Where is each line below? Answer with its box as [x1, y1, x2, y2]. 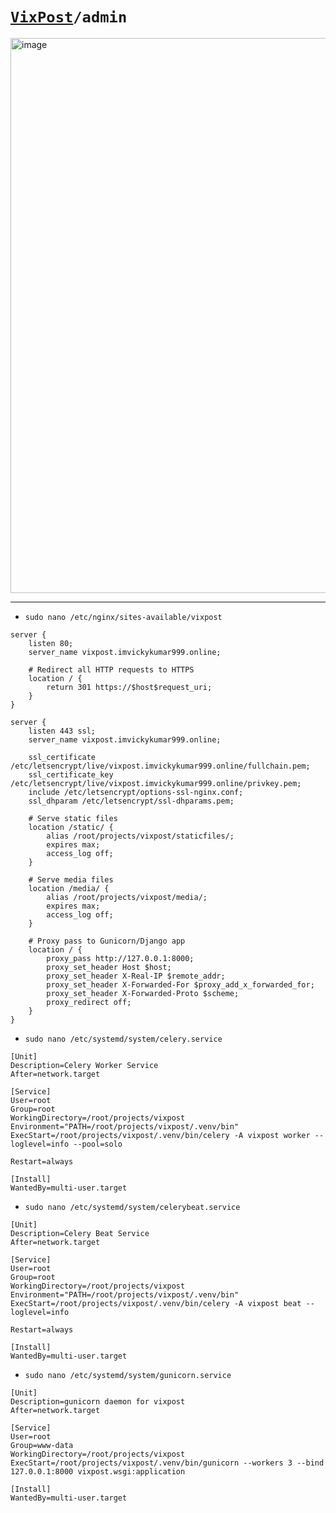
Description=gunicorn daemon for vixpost [10, 1396, 186, 1407]
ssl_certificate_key [28, 769, 114, 780]
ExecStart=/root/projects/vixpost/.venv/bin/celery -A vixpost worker [10, 1130, 311, 1140]
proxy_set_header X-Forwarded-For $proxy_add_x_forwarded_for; [46, 979, 315, 990]
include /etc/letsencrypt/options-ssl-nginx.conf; [28, 787, 244, 797]
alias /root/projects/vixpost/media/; [46, 892, 208, 902]
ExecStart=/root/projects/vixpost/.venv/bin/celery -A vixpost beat [10, 1298, 302, 1308]
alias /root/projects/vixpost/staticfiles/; [46, 831, 235, 841]
